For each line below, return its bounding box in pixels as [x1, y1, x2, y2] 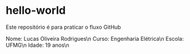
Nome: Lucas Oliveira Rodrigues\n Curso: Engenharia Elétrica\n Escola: [5, 35, 184, 42]
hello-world [5, 4, 66, 17]
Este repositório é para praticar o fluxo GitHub [5, 23, 121, 31]
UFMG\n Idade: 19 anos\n [5, 41, 69, 49]
